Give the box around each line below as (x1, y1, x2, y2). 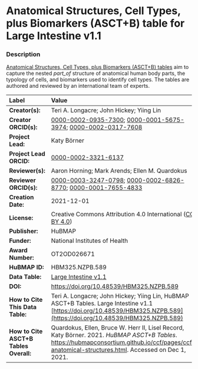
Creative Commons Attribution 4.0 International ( (51, 210, 186, 219)
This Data (9, 303, 37, 311)
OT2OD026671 (51, 250, 95, 258)
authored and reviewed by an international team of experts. (6, 83, 150, 90)
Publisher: (9, 227, 38, 235)
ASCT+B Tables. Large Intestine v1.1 (51, 299, 153, 308)
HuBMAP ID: (9, 263, 44, 272)
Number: (9, 253, 34, 262)
